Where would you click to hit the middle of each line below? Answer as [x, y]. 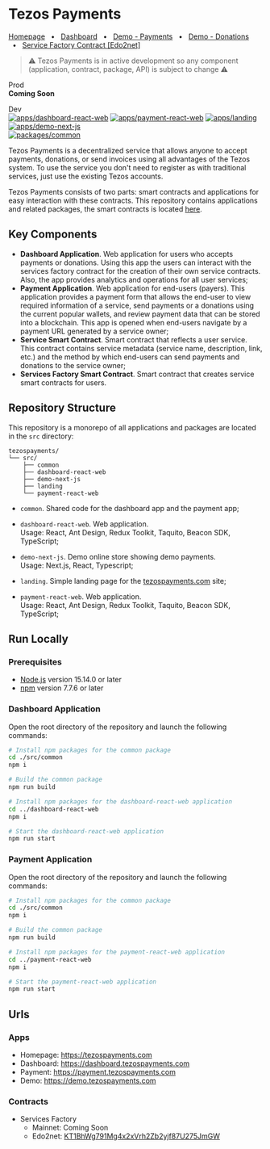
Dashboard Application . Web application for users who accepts [127, 254]
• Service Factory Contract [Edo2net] [76, 44]
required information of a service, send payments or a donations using [137, 305]
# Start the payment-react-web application [83, 982]
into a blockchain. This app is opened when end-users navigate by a [133, 322]
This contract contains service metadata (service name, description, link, [141, 348]
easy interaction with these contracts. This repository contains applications [133, 200]
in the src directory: [41, 436]
